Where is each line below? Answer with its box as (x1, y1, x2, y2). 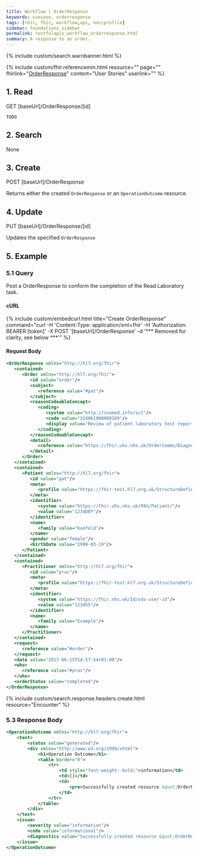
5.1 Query (6, 269, 34, 277)
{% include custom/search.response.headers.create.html (6, 694, 145, 702)
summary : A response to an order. (6, 36, 91, 42)
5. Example (6, 251, 48, 261)
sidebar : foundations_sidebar (6, 25, 81, 31)
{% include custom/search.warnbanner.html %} (6, 53, 122, 59)
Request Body (6, 347, 41, 355)
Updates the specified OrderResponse (6, 234, 96, 241)
